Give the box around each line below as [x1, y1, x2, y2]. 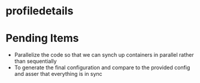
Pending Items [5, 32, 79, 45]
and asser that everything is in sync [14, 70, 102, 78]
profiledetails [5, 4, 74, 18]
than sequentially [14, 58, 57, 65]
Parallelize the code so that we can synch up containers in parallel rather [14, 51, 194, 59]
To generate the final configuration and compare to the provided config [14, 64, 190, 71]
